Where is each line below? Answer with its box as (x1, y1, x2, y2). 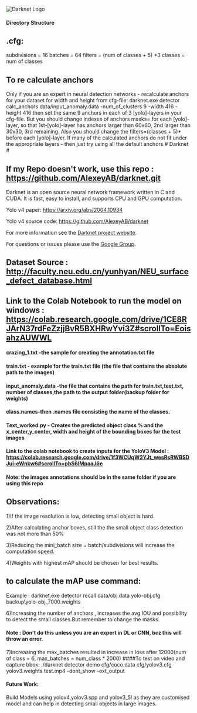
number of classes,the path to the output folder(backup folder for (6, 388, 169, 395)
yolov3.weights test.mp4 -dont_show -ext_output (6, 667, 125, 674)
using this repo (6, 479, 44, 487)
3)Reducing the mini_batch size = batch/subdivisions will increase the (6, 541, 175, 548)
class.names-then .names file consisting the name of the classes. (6, 408, 171, 415)
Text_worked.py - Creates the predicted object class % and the (6, 421, 163, 429)
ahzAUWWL (6, 332, 52, 342)
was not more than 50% (6, 530, 64, 537)
